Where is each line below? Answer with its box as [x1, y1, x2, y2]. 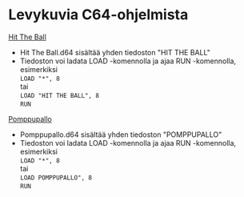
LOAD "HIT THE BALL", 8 [19, 91, 100, 99]
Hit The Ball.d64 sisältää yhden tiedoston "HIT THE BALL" [19, 47, 210, 57]
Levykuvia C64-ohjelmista [8, 6, 189, 24]
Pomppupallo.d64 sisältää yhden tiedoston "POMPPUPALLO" [19, 130, 222, 139]
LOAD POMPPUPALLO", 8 [19, 174, 92, 182]
